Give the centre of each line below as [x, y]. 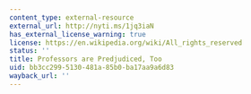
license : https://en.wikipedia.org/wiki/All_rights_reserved [126, 43]
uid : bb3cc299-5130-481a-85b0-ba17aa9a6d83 [92, 68]
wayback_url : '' [39, 76]
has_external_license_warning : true [78, 34]
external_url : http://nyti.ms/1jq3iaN [82, 26]
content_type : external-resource [72, 17]
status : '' [30, 51]
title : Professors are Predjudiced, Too [86, 59]
